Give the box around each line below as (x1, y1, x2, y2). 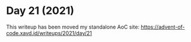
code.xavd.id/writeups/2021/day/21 (6, 29, 93, 36)
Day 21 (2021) (6, 4, 75, 17)
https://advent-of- (141, 23, 185, 30)
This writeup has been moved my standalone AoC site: (6, 23, 140, 30)
